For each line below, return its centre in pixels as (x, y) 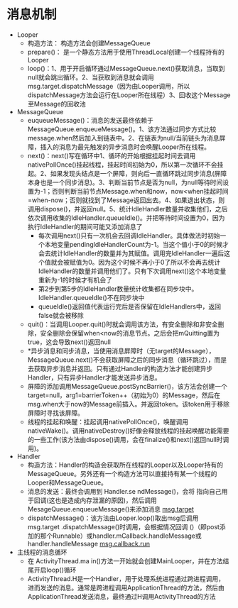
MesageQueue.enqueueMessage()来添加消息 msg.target (111, 509)
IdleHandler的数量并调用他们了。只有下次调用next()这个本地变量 (132, 271)
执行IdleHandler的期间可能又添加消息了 (85, 226)
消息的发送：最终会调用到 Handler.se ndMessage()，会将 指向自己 (124, 491)
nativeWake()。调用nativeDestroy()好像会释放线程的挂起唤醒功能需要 (128, 431)
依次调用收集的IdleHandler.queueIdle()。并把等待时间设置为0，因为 (126, 218)
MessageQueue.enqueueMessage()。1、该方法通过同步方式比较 (122, 129)
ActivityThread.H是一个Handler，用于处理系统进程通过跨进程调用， (126, 578)
